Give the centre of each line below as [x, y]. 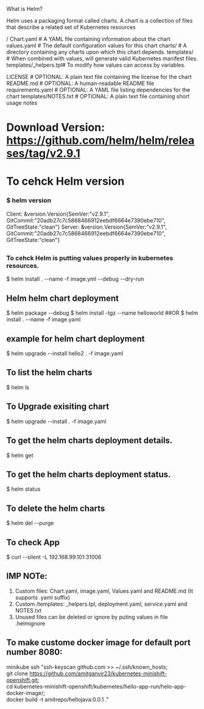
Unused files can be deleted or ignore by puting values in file [92, 617]
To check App [33, 542]
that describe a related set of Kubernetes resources [71, 27]
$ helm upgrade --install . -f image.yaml [56, 421]
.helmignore [30, 623]
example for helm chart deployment [76, 339]
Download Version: [56, 127]
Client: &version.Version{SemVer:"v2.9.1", [58, 214]
